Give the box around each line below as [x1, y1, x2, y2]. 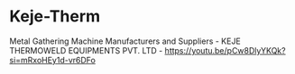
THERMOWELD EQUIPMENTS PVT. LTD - [9, 45, 163, 55]
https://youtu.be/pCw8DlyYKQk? [164, 45, 286, 55]
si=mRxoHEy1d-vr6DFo [9, 54, 97, 65]
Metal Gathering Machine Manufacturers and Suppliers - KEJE [9, 36, 241, 46]
